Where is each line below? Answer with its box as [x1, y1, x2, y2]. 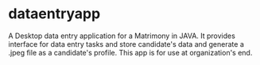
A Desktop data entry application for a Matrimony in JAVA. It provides [8, 31, 236, 40]
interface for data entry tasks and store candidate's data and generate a [8, 39, 244, 48]
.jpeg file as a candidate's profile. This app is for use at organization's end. [8, 48, 253, 57]
